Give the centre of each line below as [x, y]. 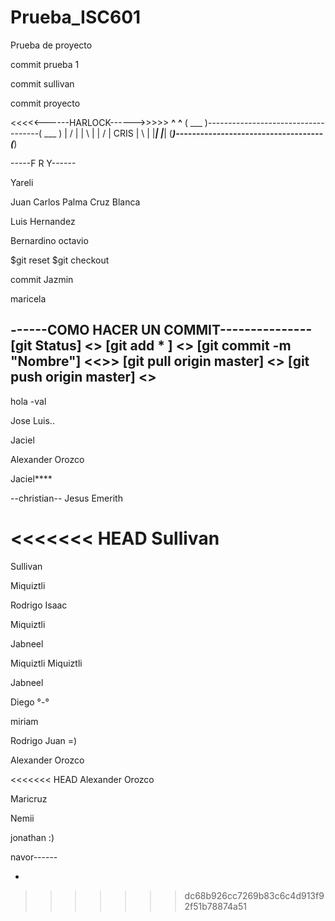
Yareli [22, 182]
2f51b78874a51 [215, 906]
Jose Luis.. [32, 420]
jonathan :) [32, 837]
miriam [24, 721]
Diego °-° [30, 702]
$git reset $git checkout [60, 260]
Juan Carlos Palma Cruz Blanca [75, 202]
